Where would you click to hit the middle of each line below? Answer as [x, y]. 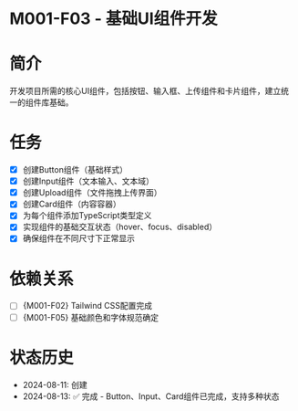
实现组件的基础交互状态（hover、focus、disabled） [119, 227]
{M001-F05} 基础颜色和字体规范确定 [91, 317]
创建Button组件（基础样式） [75, 170]
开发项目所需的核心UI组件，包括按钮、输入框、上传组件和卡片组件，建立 [145, 91]
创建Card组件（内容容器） [72, 204]
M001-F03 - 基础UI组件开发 [114, 19]
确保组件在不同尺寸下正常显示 [78, 238]
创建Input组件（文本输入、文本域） [88, 181]
